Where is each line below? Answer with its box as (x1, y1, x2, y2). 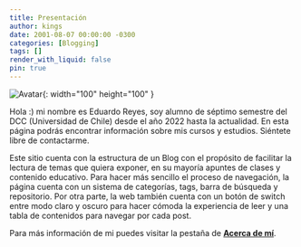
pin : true (9, 64, 47, 73)
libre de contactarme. (9, 135, 90, 146)
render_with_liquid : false (9, 55, 112, 64)
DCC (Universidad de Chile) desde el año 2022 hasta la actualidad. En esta (9, 115, 289, 127)
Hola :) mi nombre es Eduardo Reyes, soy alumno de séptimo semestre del (9, 106, 287, 117)
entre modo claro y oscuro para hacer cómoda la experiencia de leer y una (9, 200, 288, 211)
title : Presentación (9, 13, 88, 23)
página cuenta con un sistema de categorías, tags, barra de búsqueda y (9, 181, 278, 192)
